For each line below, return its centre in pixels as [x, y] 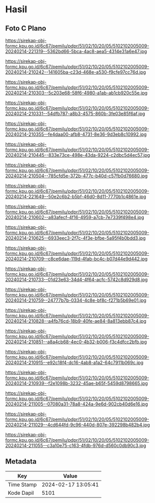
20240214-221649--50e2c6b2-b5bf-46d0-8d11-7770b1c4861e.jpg [76, 197]
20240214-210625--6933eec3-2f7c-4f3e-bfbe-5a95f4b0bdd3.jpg [76, 238]
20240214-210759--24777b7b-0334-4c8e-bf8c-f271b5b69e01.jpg [76, 300]
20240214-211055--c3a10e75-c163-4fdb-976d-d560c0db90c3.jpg [76, 446]
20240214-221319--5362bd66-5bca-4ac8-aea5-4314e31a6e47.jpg [76, 51]
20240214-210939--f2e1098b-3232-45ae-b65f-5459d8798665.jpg [76, 383]
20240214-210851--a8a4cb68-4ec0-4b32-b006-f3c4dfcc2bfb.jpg [76, 342]
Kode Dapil [21, 493]
